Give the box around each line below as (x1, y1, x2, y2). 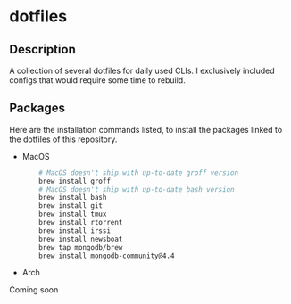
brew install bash (38, 193, 107, 202)
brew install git (38, 201, 103, 210)
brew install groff (38, 177, 112, 185)
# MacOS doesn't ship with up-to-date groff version (38, 168, 239, 177)
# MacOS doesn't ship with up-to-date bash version (38, 185, 235, 193)
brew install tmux (38, 210, 107, 219)
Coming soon (9, 284, 59, 295)
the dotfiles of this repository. (9, 134, 118, 144)
